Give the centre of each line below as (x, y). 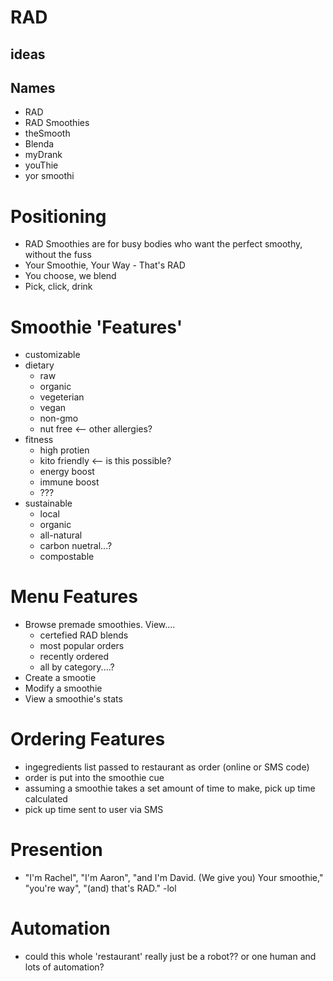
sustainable (48, 503)
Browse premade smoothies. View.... (100, 625)
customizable (52, 355)
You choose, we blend (70, 276)
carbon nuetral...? (76, 546)
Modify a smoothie (63, 688)
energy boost (67, 472)
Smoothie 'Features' (96, 327)
